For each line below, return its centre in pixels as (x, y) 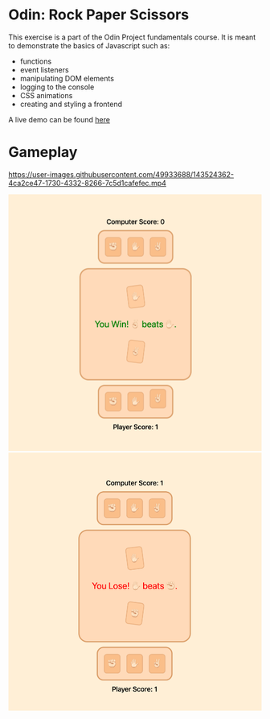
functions (36, 61)
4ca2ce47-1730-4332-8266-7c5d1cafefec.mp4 (88, 183)
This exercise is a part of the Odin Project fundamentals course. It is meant (132, 37)
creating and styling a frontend (71, 104)
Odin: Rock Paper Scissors (99, 15)
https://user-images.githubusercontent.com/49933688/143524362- (121, 174)
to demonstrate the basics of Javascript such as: (89, 45)
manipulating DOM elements (67, 78)
